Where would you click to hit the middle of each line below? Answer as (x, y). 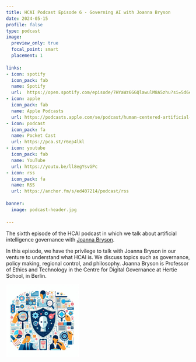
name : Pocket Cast (34, 136)
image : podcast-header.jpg (44, 210)
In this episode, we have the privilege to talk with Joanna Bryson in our (91, 251)
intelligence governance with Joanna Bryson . (60, 239)
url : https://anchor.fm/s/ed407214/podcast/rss (70, 191)
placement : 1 (27, 56)
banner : (15, 204)
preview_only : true (35, 43)
